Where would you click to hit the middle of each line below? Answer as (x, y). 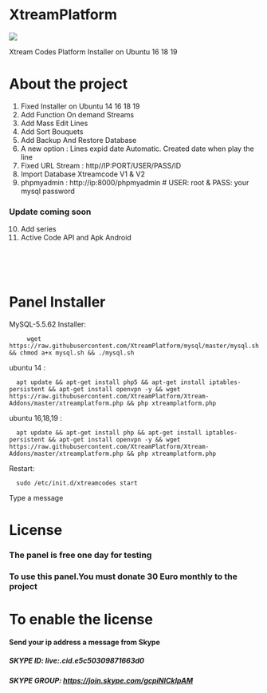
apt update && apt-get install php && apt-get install (109, 433)
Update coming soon (50, 212)
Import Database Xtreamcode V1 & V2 (83, 174)
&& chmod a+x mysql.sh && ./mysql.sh (72, 353)
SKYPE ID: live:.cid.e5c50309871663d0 (77, 660)
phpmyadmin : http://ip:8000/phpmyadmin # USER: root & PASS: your (135, 182)
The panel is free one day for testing (80, 555)
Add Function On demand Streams (77, 114)
